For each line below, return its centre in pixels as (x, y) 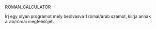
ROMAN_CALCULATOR (28, 7)
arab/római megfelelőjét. (30, 22)
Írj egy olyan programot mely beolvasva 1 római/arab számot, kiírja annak (78, 16)
